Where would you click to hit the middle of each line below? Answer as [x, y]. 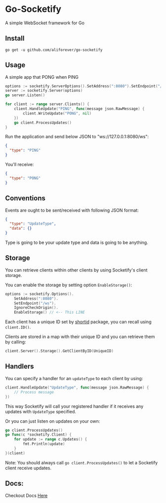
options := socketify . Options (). [40, 294]
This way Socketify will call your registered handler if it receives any [74, 406]
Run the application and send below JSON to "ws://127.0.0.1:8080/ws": [77, 137]
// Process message [34, 392]
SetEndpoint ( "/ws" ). [35, 303]
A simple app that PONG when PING [42, 77]
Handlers [20, 366]
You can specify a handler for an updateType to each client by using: [74, 378]
